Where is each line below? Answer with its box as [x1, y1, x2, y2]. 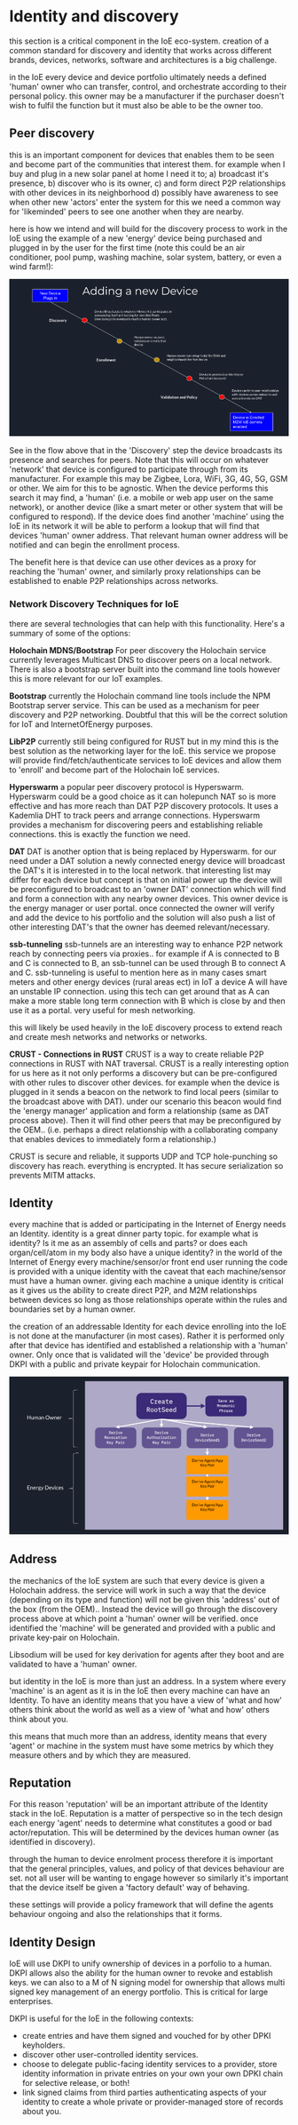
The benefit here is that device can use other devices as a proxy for [9, 557, 257, 568]
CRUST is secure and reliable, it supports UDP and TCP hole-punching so [9, 1151, 278, 1162]
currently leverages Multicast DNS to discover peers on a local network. [9, 654, 272, 665]
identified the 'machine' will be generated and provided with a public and [9, 1622, 276, 1633]
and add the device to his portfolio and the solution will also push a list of [9, 912, 276, 923]
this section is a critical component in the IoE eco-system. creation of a [9, 36, 269, 46]
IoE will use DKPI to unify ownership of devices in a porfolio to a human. [9, 1958, 272, 1969]
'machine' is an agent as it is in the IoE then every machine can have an [9, 1685, 271, 1696]
